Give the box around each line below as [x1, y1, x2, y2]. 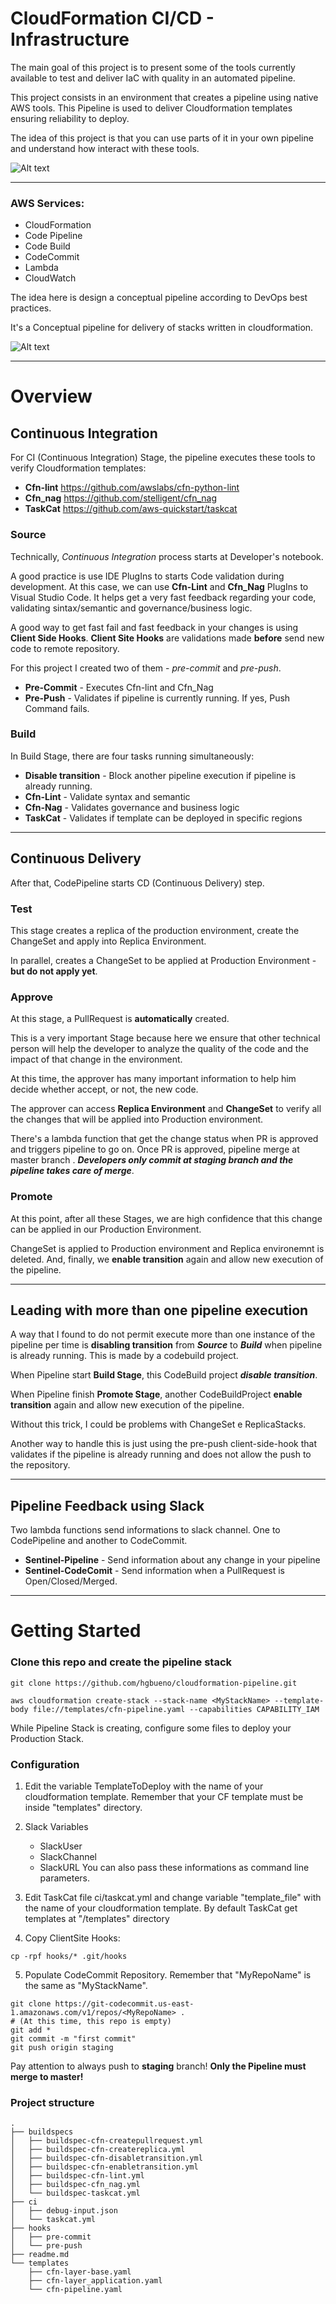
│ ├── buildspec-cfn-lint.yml [10, 2171, 145, 2181]
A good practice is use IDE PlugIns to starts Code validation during [10, 570, 285, 582]
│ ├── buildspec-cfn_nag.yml [10, 2180, 141, 2190]
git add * [10, 2025, 52, 2035]
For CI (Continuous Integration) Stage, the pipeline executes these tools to [10, 452, 316, 464]
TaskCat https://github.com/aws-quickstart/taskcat [24, 503, 238, 515]
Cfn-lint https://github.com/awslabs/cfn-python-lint [24, 482, 240, 494]
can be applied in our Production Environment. [10, 1223, 202, 1235]
